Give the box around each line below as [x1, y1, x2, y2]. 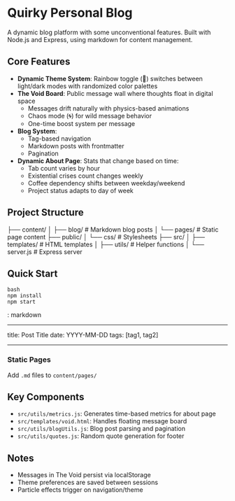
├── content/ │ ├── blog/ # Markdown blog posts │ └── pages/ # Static [7, 225, 219, 234]
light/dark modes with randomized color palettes [17, 82, 158, 90]
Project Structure [7, 206, 84, 218]
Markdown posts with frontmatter [27, 141, 124, 150]
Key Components [7, 391, 85, 403]
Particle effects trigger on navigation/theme [17, 486, 143, 494]
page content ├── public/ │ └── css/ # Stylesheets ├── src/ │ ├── [7, 232, 205, 241]
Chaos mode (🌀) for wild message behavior [27, 111, 152, 120]
